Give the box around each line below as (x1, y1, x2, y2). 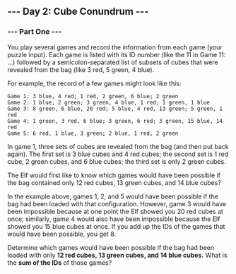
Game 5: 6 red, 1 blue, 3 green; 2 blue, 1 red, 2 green (7, 130, 179, 137)
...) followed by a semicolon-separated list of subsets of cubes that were (7, 58, 218, 66)
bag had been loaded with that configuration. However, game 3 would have (7, 199, 227, 208)
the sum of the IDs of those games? (7, 258, 112, 267)
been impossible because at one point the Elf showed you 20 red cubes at (7, 207, 224, 215)
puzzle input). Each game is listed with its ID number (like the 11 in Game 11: (7, 50, 226, 59)
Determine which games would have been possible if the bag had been (7, 243, 215, 251)
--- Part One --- (7, 27, 62, 37)
